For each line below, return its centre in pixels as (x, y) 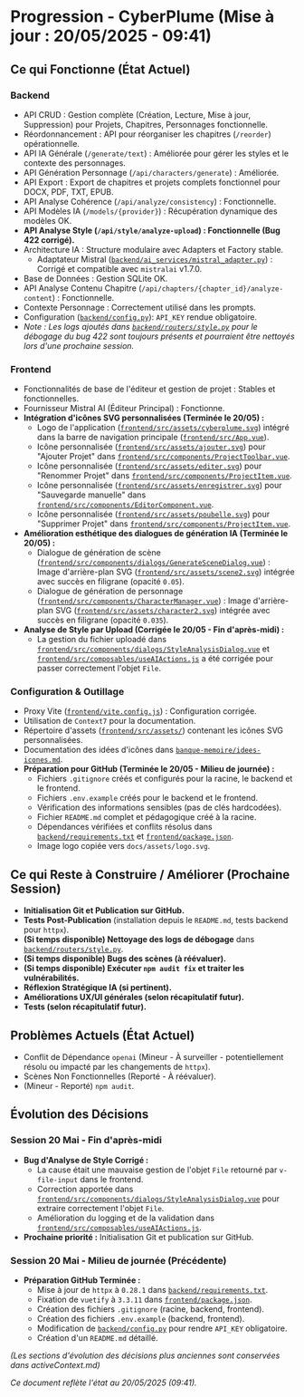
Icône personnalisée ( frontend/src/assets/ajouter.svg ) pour (151, 447)
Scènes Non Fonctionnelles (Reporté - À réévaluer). (119, 1076)
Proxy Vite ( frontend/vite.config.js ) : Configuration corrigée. (140, 711)
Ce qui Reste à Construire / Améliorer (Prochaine (150, 875)
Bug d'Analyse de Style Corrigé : (86, 1160)
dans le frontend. (112, 1179)
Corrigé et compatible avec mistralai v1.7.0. (119, 268)
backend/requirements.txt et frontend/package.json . (135, 836)
